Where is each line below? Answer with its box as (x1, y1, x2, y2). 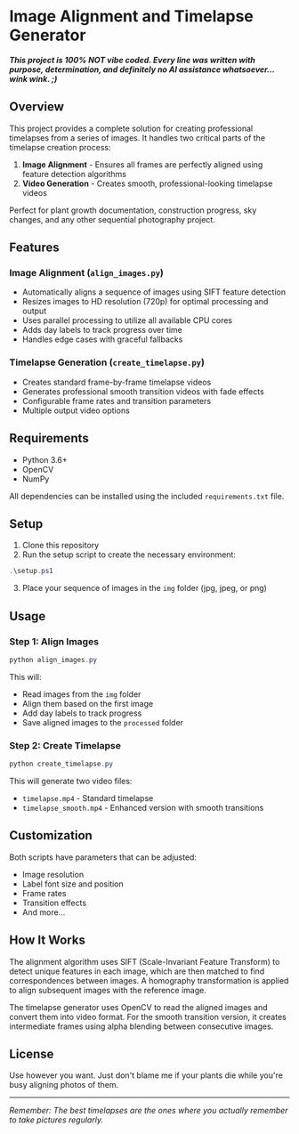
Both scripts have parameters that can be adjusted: (9, 852, 198, 863)
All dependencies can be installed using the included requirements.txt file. (9, 490, 285, 501)
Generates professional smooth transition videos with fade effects (21, 385, 264, 397)
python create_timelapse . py (9, 759, 114, 769)
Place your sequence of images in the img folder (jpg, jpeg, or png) (21, 583, 267, 594)
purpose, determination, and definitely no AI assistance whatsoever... (9, 64, 275, 75)
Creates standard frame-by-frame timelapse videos (21, 377, 212, 387)
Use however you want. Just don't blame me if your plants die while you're (9, 1070, 283, 1081)
